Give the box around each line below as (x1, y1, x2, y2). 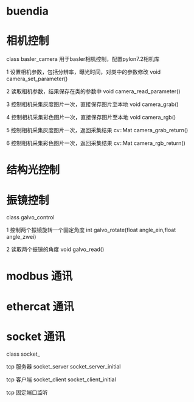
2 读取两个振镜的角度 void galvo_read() (6, 245, 105, 253)
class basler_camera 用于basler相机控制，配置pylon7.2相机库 (6, 55, 160, 63)
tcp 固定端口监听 (6, 389, 48, 396)
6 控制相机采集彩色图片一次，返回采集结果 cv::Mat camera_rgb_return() (6, 139, 185, 147)
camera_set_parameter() (6, 75, 68, 83)
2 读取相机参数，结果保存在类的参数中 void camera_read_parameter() (6, 88, 181, 95)
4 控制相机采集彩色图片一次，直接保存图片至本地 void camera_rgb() (6, 114, 176, 121)
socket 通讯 (6, 330, 66, 344)
